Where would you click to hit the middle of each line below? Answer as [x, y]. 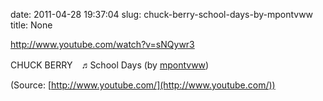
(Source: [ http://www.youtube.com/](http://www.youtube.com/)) [143, 85]
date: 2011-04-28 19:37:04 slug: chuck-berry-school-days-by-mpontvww [162, 14]
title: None [31, 25]
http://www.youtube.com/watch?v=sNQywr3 [102, 44]
